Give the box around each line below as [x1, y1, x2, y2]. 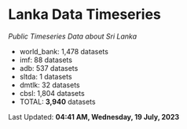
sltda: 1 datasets [19, 72, 72, 81]
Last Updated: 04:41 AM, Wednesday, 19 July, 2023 [8, 112, 180, 121]
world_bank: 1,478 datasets [19, 46, 108, 56]
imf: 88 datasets [19, 55, 73, 64]
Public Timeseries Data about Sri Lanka [8, 31, 137, 41]
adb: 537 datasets [19, 63, 79, 72]
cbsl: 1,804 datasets [19, 88, 85, 98]
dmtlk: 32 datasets [19, 80, 80, 90]
